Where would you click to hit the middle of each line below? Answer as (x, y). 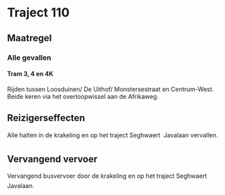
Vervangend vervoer (52, 159)
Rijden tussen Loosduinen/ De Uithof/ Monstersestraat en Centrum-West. (110, 89)
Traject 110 (38, 13)
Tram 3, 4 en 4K (30, 74)
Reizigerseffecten (46, 118)
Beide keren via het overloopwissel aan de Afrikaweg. (83, 96)
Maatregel (29, 38)
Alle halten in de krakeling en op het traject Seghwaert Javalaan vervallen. (113, 135)
